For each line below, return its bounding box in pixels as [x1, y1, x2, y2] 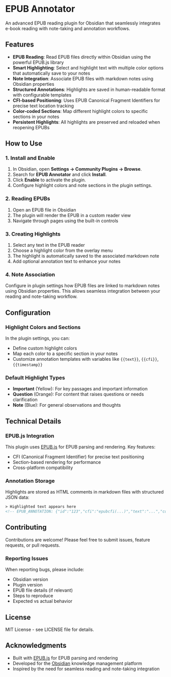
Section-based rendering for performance [12, 459, 101, 465]
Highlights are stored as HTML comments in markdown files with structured [5, 489, 164, 495]
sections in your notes [12, 113, 60, 120]
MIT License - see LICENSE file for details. [5, 626, 94, 633]
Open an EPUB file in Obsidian [12, 206, 76, 213]
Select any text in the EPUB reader [12, 242, 85, 248]
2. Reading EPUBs [5, 195, 50, 202]
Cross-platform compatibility [12, 464, 73, 471]
